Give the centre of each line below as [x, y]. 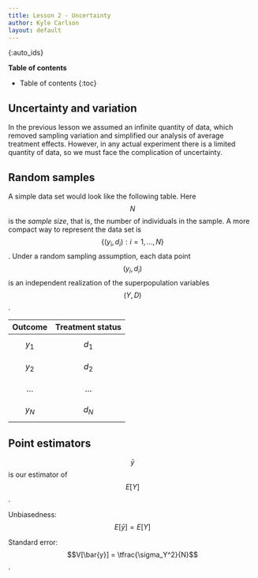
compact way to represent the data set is [75, 229]
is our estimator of [38, 474]
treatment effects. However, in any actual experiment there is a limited [122, 144]
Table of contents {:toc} [58, 83]
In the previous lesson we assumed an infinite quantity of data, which [121, 127]
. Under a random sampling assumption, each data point [99, 256]
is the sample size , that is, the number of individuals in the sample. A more [129, 221]
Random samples [52, 178]
